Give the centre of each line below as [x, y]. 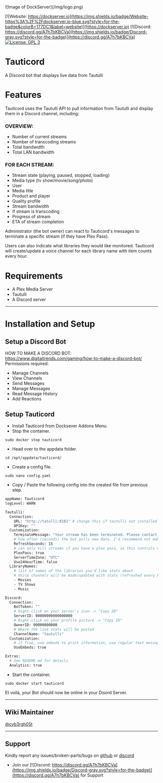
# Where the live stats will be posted [54, 629]
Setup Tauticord [30, 414]
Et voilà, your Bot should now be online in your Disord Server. [66, 692]
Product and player [31, 196]
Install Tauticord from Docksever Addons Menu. [60, 426]
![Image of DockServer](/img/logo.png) [44, 7]
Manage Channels [30, 373]
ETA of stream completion [38, 222]
